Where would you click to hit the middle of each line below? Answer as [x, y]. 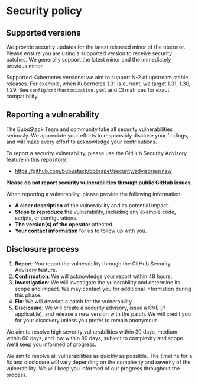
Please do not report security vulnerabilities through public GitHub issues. [99, 183]
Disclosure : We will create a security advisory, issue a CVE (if [90, 308]
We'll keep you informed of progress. [51, 344]
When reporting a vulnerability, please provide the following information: [94, 194]
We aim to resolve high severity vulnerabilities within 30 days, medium [92, 332]
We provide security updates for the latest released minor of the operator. [96, 47]
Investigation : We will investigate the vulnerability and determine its [98, 282]
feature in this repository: [37, 159]
